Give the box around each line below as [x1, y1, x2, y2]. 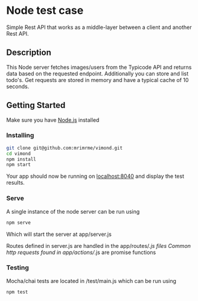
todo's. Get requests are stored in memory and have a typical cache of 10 [6, 76, 189, 83]
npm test [6, 289, 28, 295]
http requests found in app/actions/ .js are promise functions [6, 249, 156, 256]
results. [6, 179, 25, 186]
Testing [6, 264, 29, 272]
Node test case [6, 4, 84, 17]
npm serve [6, 220, 31, 226]
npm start [6, 162, 31, 168]
